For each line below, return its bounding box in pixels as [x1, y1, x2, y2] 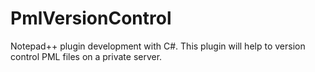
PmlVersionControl [10, 7, 172, 30]
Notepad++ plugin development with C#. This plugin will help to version [10, 40, 306, 52]
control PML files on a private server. [10, 50, 163, 62]
